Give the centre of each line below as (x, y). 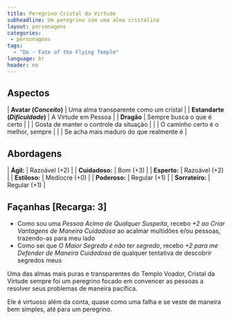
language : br (26, 59)
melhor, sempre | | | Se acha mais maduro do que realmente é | (97, 132)
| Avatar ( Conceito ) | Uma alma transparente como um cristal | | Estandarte (116, 110)
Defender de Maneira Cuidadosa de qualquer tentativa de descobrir (114, 253)
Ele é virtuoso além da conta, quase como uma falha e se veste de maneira (114, 302)
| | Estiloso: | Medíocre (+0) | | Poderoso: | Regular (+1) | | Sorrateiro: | (109, 178)
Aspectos (28, 93)
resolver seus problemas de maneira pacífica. (72, 289)
